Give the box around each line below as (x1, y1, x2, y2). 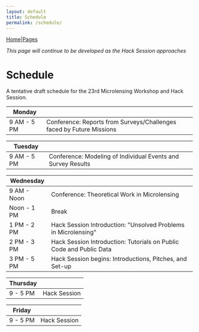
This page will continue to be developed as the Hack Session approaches (6, 47, 187, 54)
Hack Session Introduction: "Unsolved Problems (51, 221, 185, 229)
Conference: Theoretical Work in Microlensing (51, 191, 179, 199)
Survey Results (49, 160, 91, 168)
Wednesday (9, 177, 44, 185)
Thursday (9, 279, 37, 288)
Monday (12, 108, 37, 116)
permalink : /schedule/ (6, 20, 62, 25)
